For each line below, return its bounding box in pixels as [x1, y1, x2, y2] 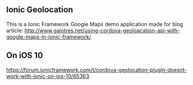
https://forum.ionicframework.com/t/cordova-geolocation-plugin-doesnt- [6, 66, 187, 73]
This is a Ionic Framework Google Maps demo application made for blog [6, 20, 183, 27]
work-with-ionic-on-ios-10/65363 [6, 73, 90, 80]
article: [6, 27, 23, 34]
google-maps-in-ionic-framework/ [6, 33, 91, 40]
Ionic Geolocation [6, 5, 73, 15]
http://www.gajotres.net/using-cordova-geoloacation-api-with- [24, 27, 180, 34]
